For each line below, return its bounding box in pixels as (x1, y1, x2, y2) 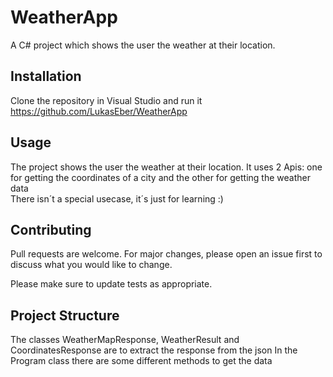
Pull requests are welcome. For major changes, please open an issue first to (10, 248, 323, 260)
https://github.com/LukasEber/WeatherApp (10, 105, 188, 117)
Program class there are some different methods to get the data (10, 355, 273, 367)
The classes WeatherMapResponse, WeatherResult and (10, 334, 240, 346)
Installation (10, 68, 82, 85)
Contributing (10, 221, 92, 238)
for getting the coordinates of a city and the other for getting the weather (10, 171, 311, 183)
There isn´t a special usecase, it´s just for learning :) (10, 192, 224, 205)
